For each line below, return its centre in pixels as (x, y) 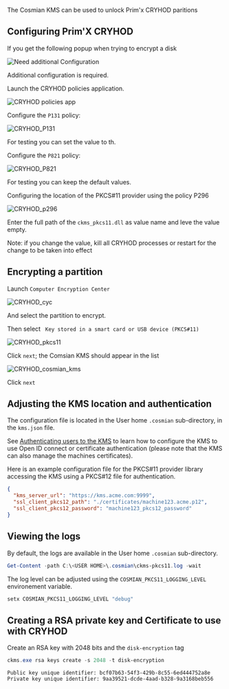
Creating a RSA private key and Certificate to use (114, 620)
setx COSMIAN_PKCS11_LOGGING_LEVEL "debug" (70, 599)
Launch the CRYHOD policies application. (66, 88)
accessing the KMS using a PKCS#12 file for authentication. (91, 476)
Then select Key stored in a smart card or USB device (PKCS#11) (103, 329)
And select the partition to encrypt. (57, 315)
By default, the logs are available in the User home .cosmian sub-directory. (113, 553)
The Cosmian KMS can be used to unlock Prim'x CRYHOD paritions (102, 10)
